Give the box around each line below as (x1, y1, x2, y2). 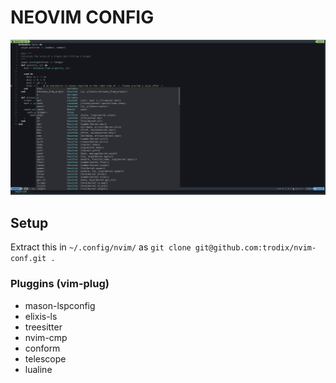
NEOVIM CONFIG (10, 6, 155, 29)
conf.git (10, 254, 47, 264)
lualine (24, 363, 53, 375)
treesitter (24, 321, 63, 333)
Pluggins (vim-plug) (10, 277, 110, 291)
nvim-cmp (24, 331, 68, 343)
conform (24, 342, 61, 354)
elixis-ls (24, 310, 58, 322)
